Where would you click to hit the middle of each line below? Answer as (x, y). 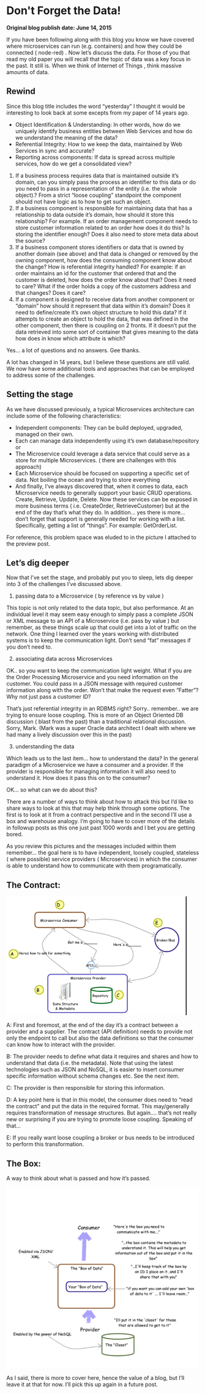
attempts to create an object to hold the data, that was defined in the (102, 319)
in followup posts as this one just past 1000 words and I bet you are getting (101, 828)
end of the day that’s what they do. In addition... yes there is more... (100, 512)
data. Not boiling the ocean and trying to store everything (88, 479)
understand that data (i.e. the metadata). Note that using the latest (90, 1063)
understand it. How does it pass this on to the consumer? (78, 778)
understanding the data (45, 747)
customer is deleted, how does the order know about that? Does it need (106, 280)
